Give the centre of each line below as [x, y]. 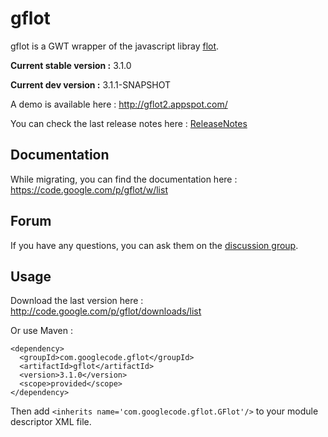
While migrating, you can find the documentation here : [124, 179]
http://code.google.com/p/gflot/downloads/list [106, 311]
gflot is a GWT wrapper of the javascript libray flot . [115, 46]
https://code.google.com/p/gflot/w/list [89, 189]
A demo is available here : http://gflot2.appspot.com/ [119, 104]
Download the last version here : [77, 301]
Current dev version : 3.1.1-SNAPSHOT [91, 84]
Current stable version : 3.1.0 [71, 65]
